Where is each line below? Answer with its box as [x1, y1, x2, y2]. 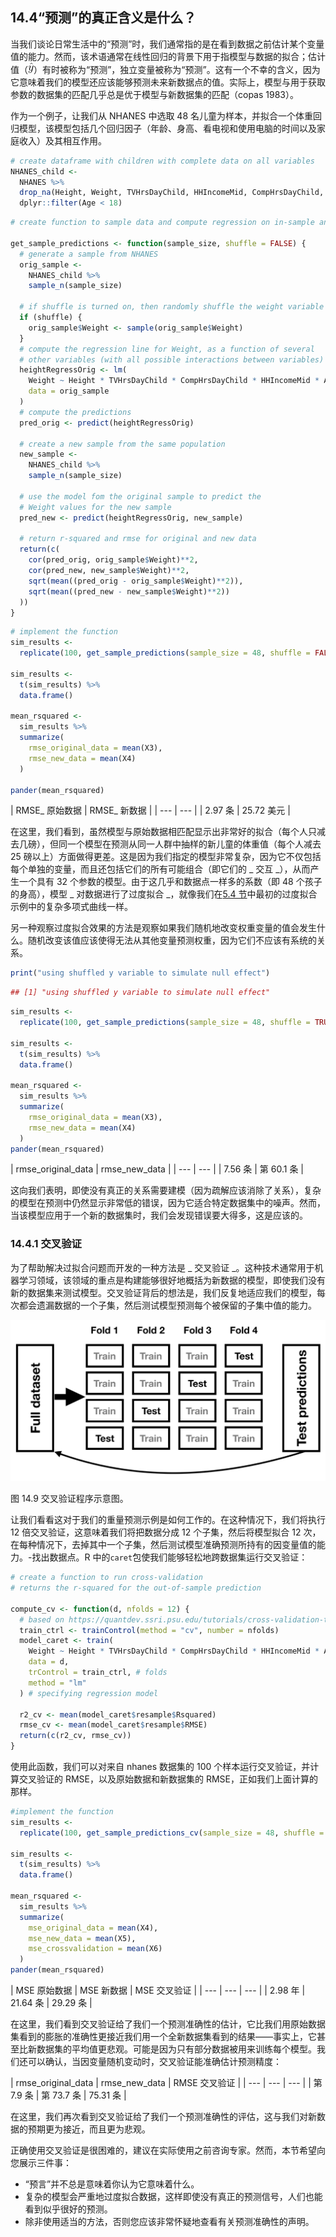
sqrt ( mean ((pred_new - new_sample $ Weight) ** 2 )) [28, 586, 230, 597]
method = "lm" [28, 1678, 87, 1688]
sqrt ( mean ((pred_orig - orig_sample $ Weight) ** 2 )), [28, 576, 244, 586]
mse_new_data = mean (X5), [28, 1933, 137, 1943]
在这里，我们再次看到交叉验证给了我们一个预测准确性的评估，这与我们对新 [10, 2111, 317, 2122]
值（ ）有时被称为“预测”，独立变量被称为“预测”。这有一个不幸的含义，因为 [10, 63, 321, 75]
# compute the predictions [19, 407, 132, 417]
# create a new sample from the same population [19, 439, 226, 449]
